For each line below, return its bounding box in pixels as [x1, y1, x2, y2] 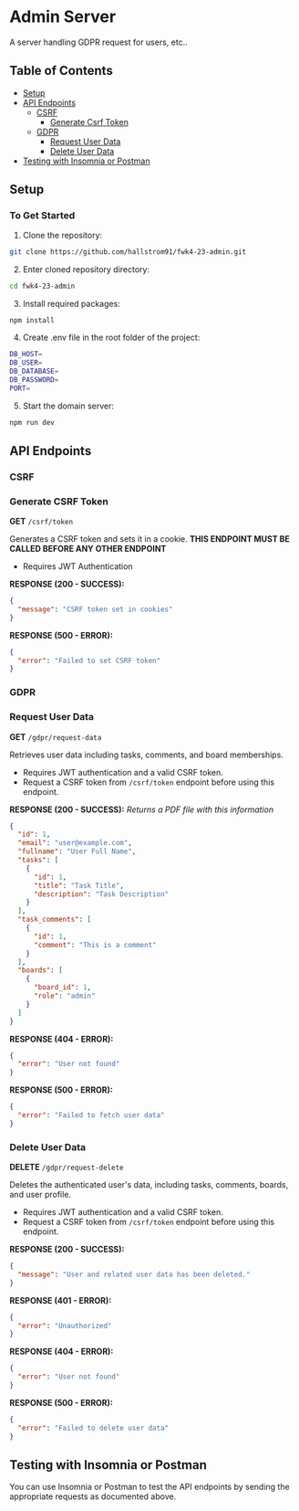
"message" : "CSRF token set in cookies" [17, 605, 173, 614]
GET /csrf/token [9, 516, 74, 527]
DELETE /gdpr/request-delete [9, 1162, 125, 1173]
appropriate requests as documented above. [9, 1491, 177, 1502]
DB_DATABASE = [9, 366, 59, 375]
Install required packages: [22, 299, 120, 310]
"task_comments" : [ [17, 915, 92, 925]
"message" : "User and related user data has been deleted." [17, 1270, 251, 1279]
